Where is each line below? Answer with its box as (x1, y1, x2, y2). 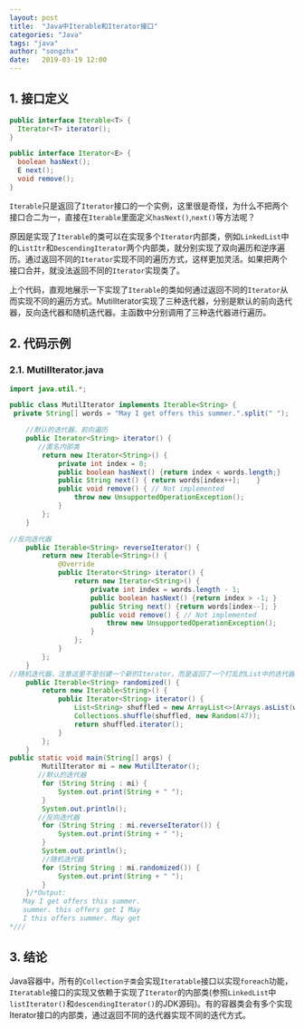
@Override (57, 559, 95, 569)
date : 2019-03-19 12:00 (9, 55, 107, 64)
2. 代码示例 (9, 336, 71, 352)
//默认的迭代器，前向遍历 (25, 425, 109, 435)
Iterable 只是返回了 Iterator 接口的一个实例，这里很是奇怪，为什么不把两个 (9, 200, 289, 211)
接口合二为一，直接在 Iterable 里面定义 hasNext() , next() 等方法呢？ (9, 211, 256, 222)
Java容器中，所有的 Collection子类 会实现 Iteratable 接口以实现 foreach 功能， (9, 976, 293, 986)
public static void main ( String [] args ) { (9, 753, 172, 762)
